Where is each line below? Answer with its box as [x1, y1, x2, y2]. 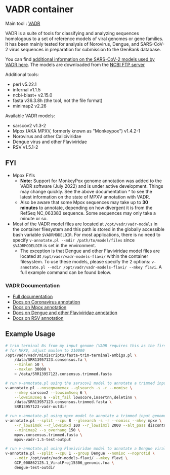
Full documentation [12, 293, 53, 300]
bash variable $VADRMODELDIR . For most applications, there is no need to [12, 231, 161, 237]
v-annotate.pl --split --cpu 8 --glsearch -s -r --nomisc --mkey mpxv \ [5, 418, 162, 423]
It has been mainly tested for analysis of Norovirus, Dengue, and [5, 41, 140, 47]
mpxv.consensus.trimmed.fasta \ [14, 432, 82, 437]
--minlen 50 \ [14, 362, 44, 367]
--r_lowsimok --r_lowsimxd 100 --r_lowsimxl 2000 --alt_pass [14, 423, 146, 428]
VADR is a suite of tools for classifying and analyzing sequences [5, 30, 139, 36]
